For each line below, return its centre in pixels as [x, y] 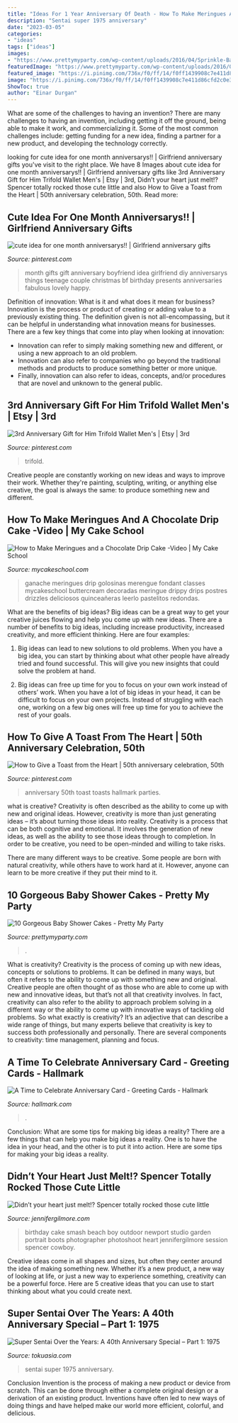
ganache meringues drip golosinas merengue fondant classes [115, 583]
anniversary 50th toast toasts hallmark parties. [92, 792]
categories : [25, 34]
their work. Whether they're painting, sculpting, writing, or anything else [112, 482]
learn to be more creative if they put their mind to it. [83, 873]
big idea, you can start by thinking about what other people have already [124, 655]
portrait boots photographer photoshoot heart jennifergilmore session [126, 1239]
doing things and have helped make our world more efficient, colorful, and [116, 1405]
